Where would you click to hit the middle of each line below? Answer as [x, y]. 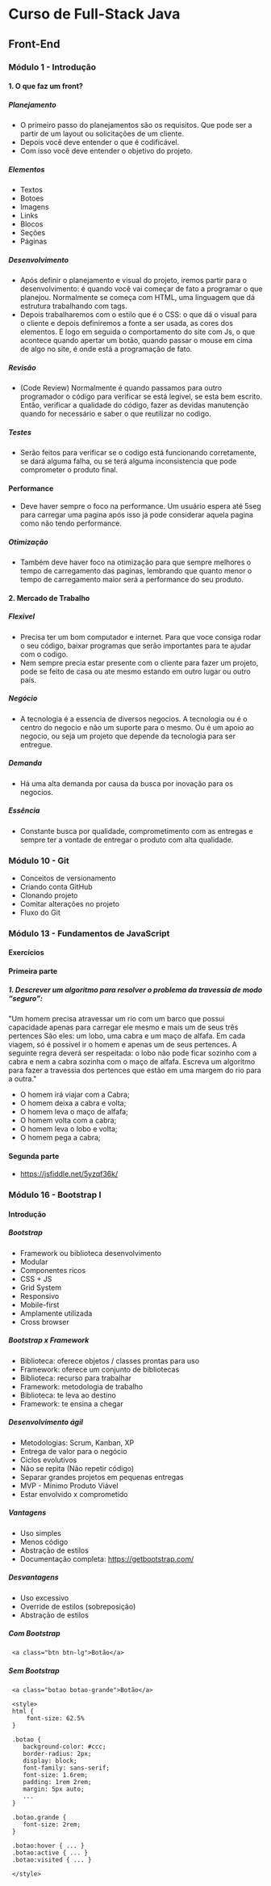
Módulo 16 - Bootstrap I [55, 1195]
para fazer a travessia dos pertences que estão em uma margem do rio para [135, 1070]
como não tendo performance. [71, 523]
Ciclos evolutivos [48, 1460]
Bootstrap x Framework [49, 1340]
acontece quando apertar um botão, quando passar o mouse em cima [136, 340]
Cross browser [45, 1321]
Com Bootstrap [34, 1634]
